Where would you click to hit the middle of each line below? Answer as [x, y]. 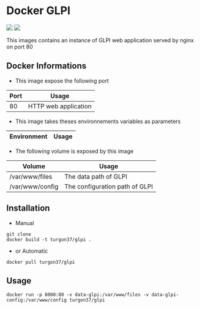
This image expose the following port [62, 81]
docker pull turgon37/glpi [41, 262]
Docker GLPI [39, 11]
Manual [25, 223]
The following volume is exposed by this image [74, 151]
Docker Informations [46, 66]
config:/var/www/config [37, 300]
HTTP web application [60, 106]
